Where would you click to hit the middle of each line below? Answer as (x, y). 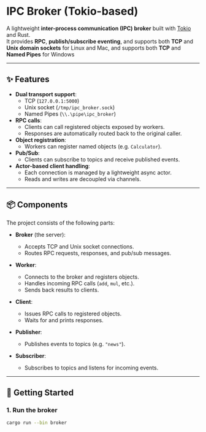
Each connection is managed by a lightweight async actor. (98, 172)
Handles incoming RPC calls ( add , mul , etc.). (79, 283)
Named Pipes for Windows (40, 54)
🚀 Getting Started (40, 392)
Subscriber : (31, 356)
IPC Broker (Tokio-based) (72, 11)
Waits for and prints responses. (64, 320)
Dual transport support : (46, 94)
